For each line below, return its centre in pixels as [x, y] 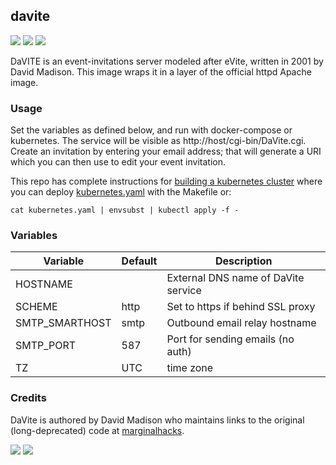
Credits [28, 398]
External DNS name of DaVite [235, 278]
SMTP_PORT [46, 346]
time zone [190, 368]
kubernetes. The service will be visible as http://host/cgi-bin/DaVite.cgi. [158, 141]
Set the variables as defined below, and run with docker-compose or [151, 130]
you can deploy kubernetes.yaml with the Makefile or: [121, 192]
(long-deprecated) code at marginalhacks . [97, 430]
